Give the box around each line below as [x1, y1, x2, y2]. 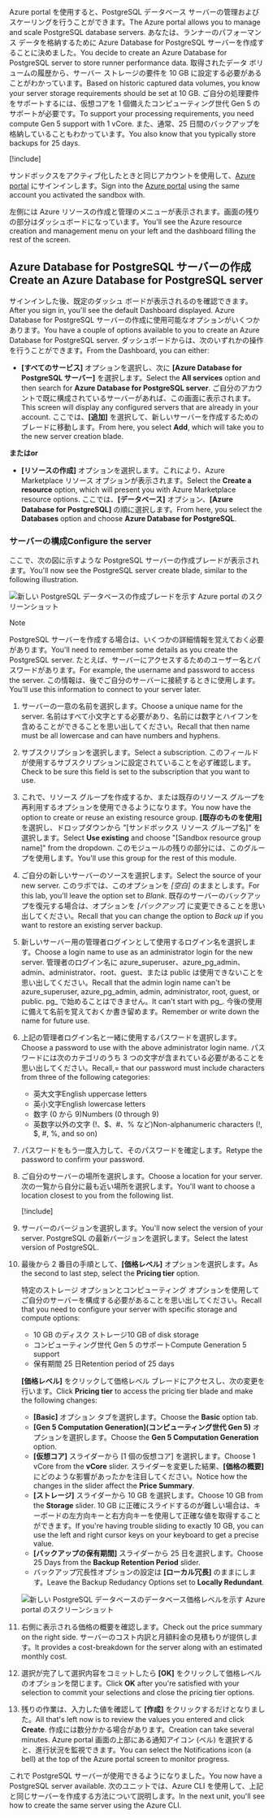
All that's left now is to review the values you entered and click [35, 1715, 245, 1724]
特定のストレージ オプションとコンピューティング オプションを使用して [20, 1285, 260, 1295]
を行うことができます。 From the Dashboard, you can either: [9, 345, 210, 355]
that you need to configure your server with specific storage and [20, 1304, 238, 1315]
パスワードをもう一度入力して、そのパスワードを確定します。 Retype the [20, 1146, 263, 1155]
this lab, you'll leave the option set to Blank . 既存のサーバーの [20, 891, 226, 901]
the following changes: [20, 1395, 98, 1405]
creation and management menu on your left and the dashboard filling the [9, 226, 257, 236]
